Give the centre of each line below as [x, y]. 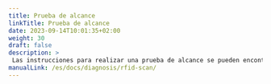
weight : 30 [27, 38]
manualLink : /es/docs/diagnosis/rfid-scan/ [83, 68]
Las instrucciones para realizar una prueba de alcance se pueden [126, 61]
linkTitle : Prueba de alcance [59, 23]
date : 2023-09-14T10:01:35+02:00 [65, 30]
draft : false [30, 46]
